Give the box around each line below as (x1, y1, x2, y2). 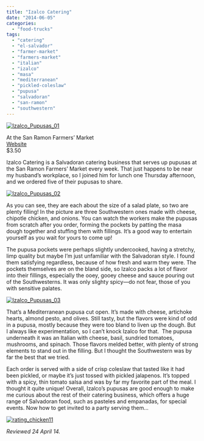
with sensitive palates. (6, 284, 62, 292)
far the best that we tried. (6, 353, 70, 361)
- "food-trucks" (12, 26, 53, 32)
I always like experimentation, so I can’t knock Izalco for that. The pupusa (6, 327, 192, 335)
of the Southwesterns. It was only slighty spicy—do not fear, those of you (6, 278, 191, 285)
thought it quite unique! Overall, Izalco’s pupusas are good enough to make (6, 384, 195, 392)
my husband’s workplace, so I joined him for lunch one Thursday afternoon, (6, 171, 196, 178)
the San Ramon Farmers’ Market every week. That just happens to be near (6, 165, 193, 172)
